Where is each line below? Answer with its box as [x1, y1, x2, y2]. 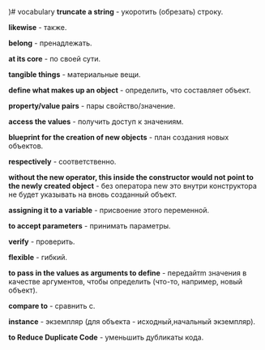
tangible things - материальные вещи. [8, 70, 141, 79]
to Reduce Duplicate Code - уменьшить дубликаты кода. [8, 332, 204, 342]
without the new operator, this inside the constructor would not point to [8, 173, 254, 181]
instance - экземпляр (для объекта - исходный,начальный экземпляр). [8, 317, 256, 327]
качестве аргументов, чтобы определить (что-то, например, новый [8, 277, 243, 286]
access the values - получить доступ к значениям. [8, 117, 184, 126]
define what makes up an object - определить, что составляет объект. [8, 85, 251, 95]
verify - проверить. [8, 237, 75, 246]
